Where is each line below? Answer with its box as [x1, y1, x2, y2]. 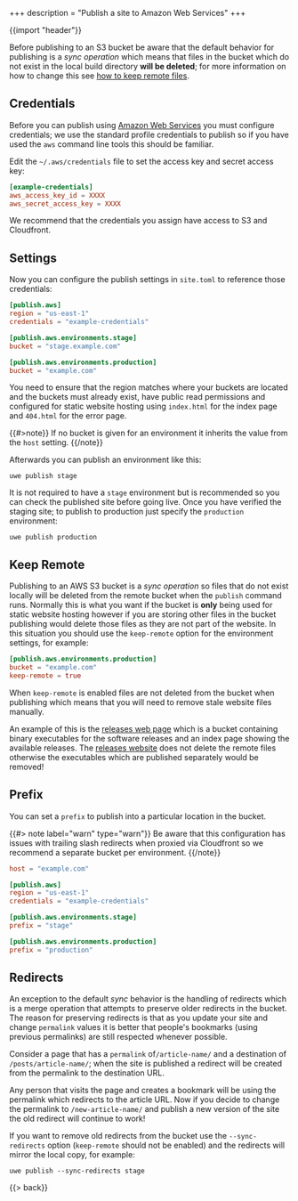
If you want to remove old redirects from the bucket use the [9, 1131, 228, 1141]
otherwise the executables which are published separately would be [9, 751, 260, 762]
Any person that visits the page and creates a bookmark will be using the [9, 1085, 277, 1096]
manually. [9, 706, 44, 717]
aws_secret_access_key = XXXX [9, 199, 122, 208]
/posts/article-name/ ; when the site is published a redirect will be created [9, 1059, 283, 1069]
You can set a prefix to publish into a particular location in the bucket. [9, 810, 267, 822]
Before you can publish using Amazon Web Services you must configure [9, 119, 275, 130]
